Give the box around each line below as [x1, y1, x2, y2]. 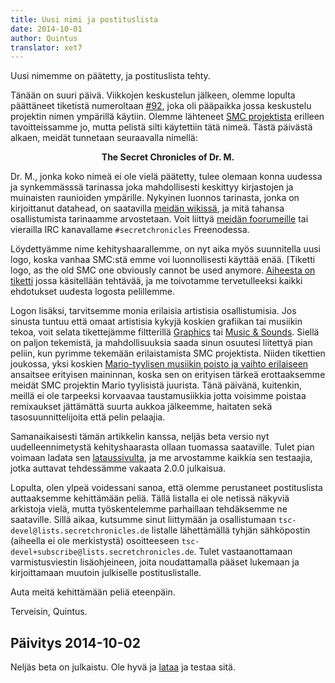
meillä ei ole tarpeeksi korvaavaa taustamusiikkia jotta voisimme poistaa [10, 390, 307, 402]
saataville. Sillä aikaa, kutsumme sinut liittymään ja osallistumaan [10, 514, 277, 526]
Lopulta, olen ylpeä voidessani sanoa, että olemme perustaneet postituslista [10, 482, 323, 494]
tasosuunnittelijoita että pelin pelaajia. [10, 411, 166, 423]
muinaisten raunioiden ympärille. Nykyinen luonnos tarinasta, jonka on [10, 192, 300, 204]
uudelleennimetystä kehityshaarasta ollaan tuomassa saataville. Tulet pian [10, 441, 315, 453]
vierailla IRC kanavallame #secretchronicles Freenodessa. [10, 224, 250, 236]
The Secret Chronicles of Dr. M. [101, 151, 235, 163]
